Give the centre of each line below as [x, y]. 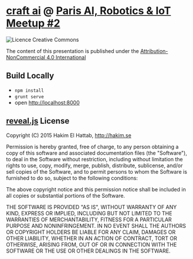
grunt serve [29, 97]
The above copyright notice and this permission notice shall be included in [96, 189]
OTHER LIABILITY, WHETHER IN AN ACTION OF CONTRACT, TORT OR [92, 238]
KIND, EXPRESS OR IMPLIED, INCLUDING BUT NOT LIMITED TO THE [89, 213]
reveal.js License [38, 121]
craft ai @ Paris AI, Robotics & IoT [89, 11]
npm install [29, 90]
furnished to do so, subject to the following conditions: [72, 178]
